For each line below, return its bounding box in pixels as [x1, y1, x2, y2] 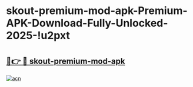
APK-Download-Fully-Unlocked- [6, 16, 168, 30]
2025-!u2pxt [6, 29, 71, 42]
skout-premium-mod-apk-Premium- [6, 4, 188, 18]
